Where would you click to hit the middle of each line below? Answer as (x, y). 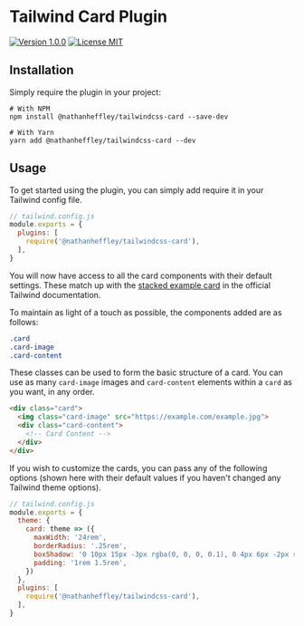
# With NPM (30, 109)
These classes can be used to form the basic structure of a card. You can (146, 372)
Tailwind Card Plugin (89, 17)
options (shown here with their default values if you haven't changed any (145, 477)
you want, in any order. (52, 392)
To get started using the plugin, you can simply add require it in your (137, 190)
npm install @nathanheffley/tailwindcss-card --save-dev (119, 116)
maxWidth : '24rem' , (70, 538)
